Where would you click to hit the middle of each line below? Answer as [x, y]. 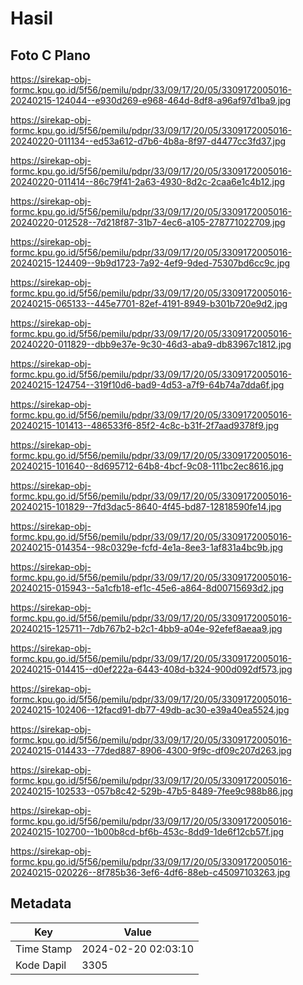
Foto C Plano [50, 55]
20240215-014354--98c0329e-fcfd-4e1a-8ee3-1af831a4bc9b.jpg [147, 547]
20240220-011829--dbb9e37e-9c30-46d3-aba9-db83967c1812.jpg [151, 344]
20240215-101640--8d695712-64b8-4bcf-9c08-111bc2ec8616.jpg [147, 466]
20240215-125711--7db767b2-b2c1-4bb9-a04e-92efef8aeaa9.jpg [146, 628]
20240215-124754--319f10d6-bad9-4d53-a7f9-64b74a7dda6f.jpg [147, 385]
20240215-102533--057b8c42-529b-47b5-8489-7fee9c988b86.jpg [152, 791]
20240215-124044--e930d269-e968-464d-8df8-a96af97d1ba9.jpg [151, 100]
